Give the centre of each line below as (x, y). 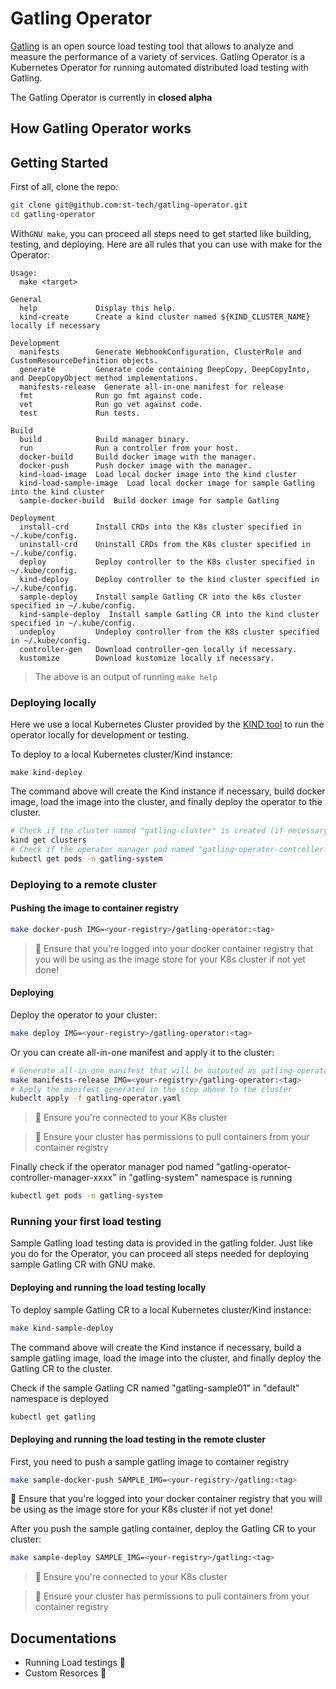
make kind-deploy (46, 773)
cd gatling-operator (53, 215)
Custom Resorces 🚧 (65, 1673)
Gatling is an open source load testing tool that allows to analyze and (152, 46)
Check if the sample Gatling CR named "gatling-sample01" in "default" (155, 1388)
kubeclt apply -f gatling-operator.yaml (96, 1098)
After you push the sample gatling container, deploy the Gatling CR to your (163, 1529)
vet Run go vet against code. (111, 404)
